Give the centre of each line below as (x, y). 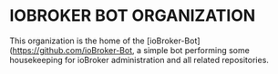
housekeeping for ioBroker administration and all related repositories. (139, 60)
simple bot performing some (197, 50)
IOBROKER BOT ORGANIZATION (133, 16)
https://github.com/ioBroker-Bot (72, 50)
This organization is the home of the (77, 41)
